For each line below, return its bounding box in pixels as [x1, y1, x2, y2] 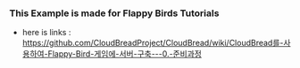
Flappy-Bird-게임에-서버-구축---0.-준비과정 [47, 49, 203, 59]
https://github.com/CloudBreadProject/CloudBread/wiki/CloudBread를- [21, 38, 284, 49]
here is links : [21, 27, 71, 38]
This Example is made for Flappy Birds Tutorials [9, 7, 220, 19]
